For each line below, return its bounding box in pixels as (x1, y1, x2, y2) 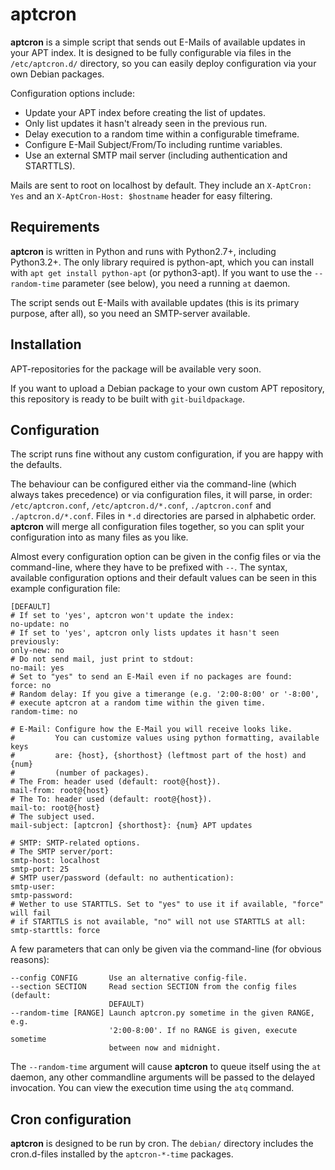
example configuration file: (10, 583, 121, 595)
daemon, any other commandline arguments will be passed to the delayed (10, 1071, 315, 1083)
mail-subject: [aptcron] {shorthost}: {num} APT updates (10, 821, 253, 831)
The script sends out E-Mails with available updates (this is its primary (10, 296, 300, 308)
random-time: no (10, 707, 78, 717)
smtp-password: (10, 891, 74, 901)
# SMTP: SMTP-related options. (10, 838, 141, 848)
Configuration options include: (10, 87, 136, 99)
